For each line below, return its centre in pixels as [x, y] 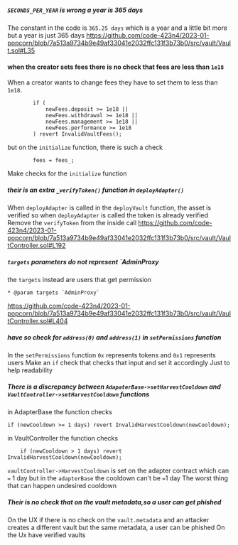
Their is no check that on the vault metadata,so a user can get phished [114, 502]
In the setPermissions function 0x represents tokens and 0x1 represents [112, 355]
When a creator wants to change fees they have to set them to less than [113, 82]
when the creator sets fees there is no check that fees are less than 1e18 [116, 67]
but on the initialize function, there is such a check [85, 147]
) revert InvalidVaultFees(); [77, 134]
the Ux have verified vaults [47, 535]
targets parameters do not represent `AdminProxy [83, 261]
